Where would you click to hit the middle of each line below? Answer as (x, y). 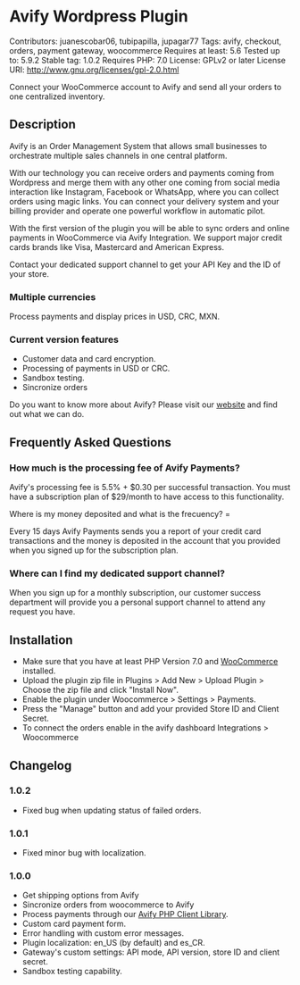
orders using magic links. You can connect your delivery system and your (144, 201)
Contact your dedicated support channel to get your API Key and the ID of (145, 264)
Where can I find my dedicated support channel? (117, 573)
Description (42, 125)
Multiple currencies (53, 296)
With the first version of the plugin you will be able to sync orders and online (150, 228)
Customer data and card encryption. (89, 359)
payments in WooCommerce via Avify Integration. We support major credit (146, 238)
